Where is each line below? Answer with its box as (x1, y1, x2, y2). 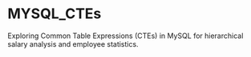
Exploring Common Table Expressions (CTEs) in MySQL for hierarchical (7, 31, 244, 40)
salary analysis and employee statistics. (7, 39, 139, 48)
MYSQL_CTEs (7, 5, 102, 23)
